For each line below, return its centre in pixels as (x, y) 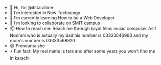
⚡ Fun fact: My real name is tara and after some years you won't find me (82, 51)
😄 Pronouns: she (27, 46)
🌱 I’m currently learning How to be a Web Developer (62, 18)
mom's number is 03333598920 (42, 41)
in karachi (20, 58)
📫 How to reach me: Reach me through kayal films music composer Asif (83, 28)
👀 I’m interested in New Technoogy (45, 13)
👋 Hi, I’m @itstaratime (31, 8)
